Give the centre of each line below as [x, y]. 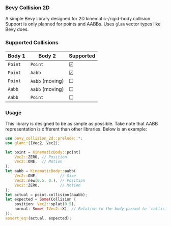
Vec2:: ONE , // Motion [38, 162]
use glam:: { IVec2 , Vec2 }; [33, 143]
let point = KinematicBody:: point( [43, 152]
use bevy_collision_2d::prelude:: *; [44, 138]
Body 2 [47, 56]
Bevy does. [17, 29]
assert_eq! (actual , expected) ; [38, 218]
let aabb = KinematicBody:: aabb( [41, 171]
